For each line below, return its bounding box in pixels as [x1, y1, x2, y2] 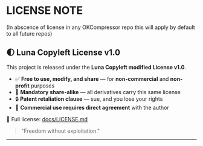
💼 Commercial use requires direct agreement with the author [14, 104, 169, 111]
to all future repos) [6, 30, 53, 37]
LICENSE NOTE [6, 4, 83, 17]
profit [14, 82, 30, 89]
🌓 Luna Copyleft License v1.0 [6, 48, 121, 58]
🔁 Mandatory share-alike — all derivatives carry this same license [14, 88, 181, 95]
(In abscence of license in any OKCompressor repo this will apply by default [6, 24, 195, 31]
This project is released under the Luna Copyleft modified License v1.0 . [6, 63, 187, 71]
